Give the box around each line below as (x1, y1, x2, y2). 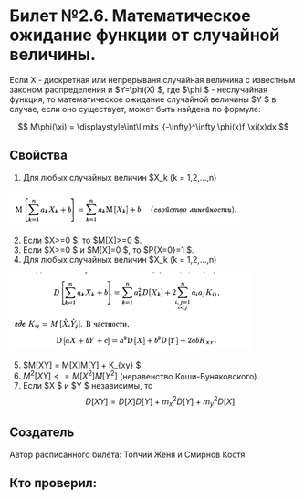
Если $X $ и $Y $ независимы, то (22, 380, 153, 391)
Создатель (9, 425, 75, 441)
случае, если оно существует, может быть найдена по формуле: (9, 103, 262, 114)
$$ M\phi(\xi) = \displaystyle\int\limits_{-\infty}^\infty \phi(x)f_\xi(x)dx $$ (17, 120, 289, 132)
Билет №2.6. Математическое (9, 5, 251, 26)
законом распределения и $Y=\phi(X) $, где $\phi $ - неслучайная (9, 84, 267, 95)
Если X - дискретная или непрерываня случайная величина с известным (9, 74, 296, 85)
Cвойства (9, 148, 68, 163)
